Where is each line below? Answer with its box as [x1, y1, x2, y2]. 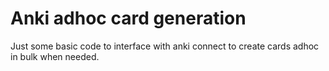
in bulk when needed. [10, 50, 100, 62]
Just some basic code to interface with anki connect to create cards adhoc [10, 40, 320, 52]
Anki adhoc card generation [10, 7, 247, 30]
